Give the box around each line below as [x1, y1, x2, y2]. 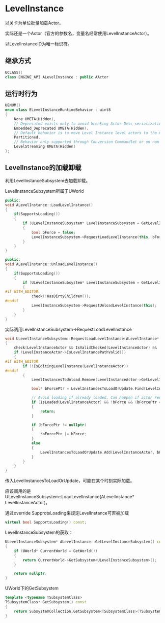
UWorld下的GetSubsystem [5, 585, 59, 591]
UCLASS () [5, 70, 23, 75]
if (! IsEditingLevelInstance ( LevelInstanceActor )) [23, 363, 129, 369]
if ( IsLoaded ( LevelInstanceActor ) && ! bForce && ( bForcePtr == [31, 400, 164, 405]
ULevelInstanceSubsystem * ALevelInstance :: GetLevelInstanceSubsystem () [5, 539, 155, 544]
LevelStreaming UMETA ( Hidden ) [14, 144, 76, 149]
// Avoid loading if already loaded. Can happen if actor [31, 395, 153, 400]
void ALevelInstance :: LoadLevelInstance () [5, 203, 93, 208]
